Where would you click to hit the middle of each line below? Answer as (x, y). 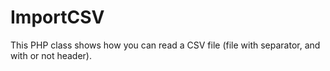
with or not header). (51, 55)
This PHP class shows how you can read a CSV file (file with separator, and (165, 45)
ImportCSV (57, 17)
